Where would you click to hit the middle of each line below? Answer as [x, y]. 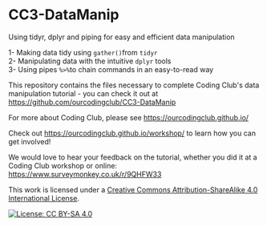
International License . [44, 198]
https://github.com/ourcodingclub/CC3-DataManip [92, 102]
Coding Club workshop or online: [63, 165]
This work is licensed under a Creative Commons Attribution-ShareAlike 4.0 [133, 189]
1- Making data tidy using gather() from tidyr [83, 52]
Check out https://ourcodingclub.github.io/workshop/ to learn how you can [132, 133]
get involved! [30, 141]
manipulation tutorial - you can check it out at [83, 93]
